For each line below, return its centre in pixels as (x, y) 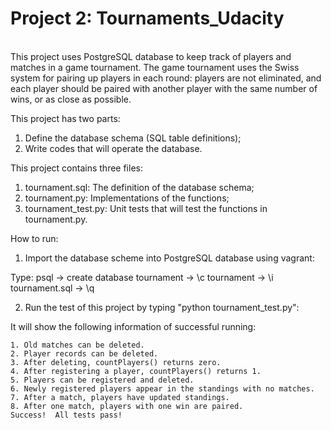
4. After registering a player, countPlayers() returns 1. (136, 371)
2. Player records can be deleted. (84, 353)
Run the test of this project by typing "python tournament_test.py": (162, 307)
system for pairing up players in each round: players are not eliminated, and (166, 78)
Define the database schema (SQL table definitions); (133, 138)
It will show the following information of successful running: (133, 326)
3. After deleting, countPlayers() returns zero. (116, 362)
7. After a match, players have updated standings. (120, 397)
